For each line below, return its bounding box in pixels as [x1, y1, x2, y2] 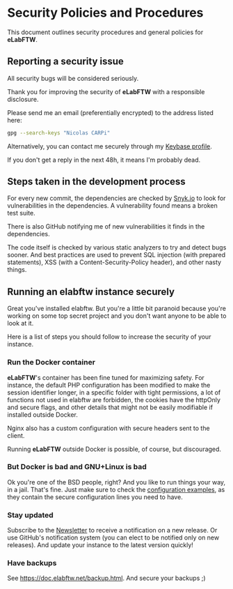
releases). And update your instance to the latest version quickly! [7, 541, 193, 549]
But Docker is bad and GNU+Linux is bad [7, 462, 147, 472]
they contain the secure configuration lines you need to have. [7, 493, 183, 501]
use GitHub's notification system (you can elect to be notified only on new [7, 533, 220, 542]
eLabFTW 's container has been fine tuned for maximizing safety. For [7, 373, 205, 381]
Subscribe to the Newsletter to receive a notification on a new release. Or [7, 526, 218, 535]
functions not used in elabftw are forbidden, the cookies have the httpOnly [7, 395, 221, 404]
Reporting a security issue [7, 56, 124, 68]
